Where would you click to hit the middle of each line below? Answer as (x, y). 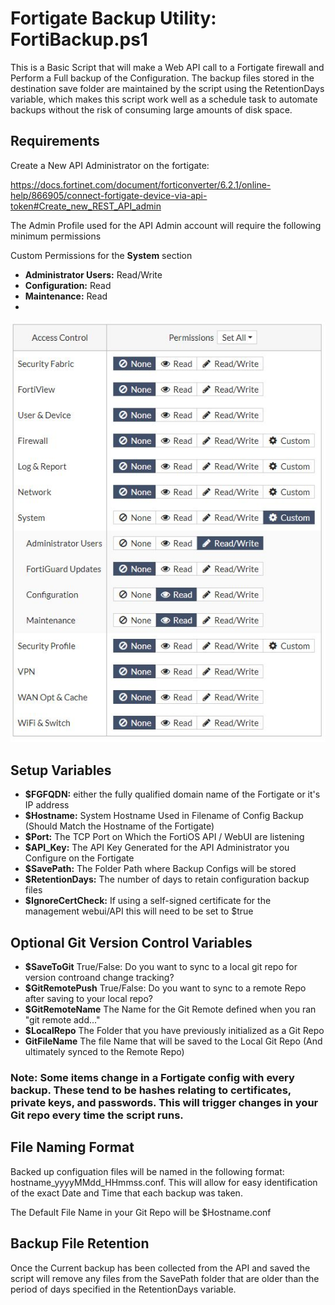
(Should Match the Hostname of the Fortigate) (119, 826)
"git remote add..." (62, 1020)
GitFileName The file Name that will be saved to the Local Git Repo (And (173, 1041)
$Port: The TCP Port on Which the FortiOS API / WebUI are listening (164, 837)
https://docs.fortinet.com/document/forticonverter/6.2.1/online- (141, 184)
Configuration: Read (68, 285)
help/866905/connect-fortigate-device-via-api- (109, 195)
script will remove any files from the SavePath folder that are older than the (165, 1278)
